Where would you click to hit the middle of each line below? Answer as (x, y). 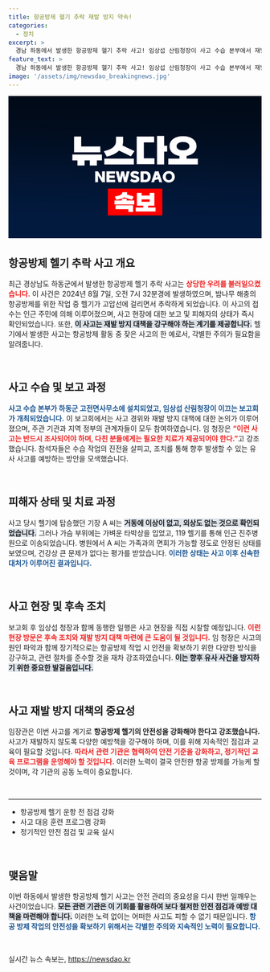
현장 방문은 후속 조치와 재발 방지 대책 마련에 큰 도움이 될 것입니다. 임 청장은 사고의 (135, 637)
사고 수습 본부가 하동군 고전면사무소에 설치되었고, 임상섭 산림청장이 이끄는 (123, 408)
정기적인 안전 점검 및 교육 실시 (67, 832)
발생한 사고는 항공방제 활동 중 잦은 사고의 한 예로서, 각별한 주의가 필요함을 (145, 334)
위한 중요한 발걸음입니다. (55, 667)
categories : (28, 25)
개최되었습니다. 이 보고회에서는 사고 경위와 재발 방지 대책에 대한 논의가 (127, 418)
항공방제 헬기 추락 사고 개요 (72, 262)
